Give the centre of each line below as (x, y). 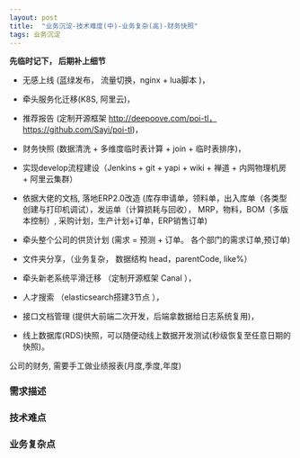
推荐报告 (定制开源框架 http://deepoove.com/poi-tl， (119, 119)
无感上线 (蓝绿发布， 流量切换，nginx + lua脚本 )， (116, 80)
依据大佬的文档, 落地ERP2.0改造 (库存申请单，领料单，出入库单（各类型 (154, 198)
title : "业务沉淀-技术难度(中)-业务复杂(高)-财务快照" (104, 26)
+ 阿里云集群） (50, 179)
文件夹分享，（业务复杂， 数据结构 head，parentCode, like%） (137, 259)
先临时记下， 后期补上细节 (57, 61)
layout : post (34, 18)
